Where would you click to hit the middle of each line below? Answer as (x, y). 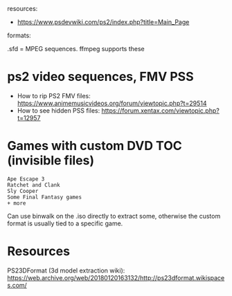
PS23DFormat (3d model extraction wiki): (66, 270)
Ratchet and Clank (34, 185)
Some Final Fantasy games (44, 197)
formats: (19, 35)
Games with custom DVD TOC (95, 146)
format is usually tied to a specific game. (65, 223)
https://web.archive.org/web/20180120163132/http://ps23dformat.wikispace (116, 277)
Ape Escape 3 (26, 179)
